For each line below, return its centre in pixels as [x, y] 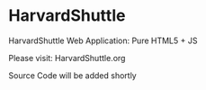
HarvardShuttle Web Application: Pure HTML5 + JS [103, 40]
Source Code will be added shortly [72, 75]
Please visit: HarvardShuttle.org [67, 58]
